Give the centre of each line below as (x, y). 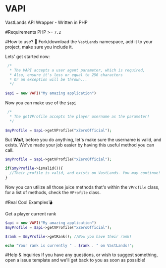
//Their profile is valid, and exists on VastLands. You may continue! (85, 173)
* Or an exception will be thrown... (49, 79)
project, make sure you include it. (39, 47)
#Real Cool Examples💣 (29, 202)
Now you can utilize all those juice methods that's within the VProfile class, (82, 187)
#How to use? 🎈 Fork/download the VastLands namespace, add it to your (79, 41)
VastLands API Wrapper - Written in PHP (46, 22)
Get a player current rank (31, 213)
